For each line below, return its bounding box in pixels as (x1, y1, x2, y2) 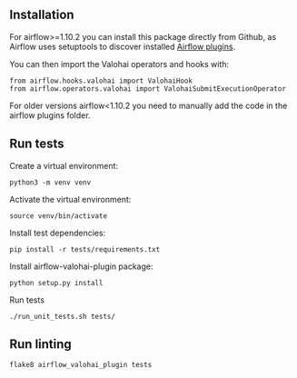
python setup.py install (9, 278, 104, 287)
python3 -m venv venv (9, 177, 92, 187)
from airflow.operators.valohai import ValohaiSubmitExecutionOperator (9, 84, 286, 94)
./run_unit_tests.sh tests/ (9, 312, 116, 321)
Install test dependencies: (9, 227, 106, 238)
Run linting (9, 336, 73, 353)
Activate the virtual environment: (9, 194, 132, 204)
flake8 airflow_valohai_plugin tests (9, 361, 153, 370)
